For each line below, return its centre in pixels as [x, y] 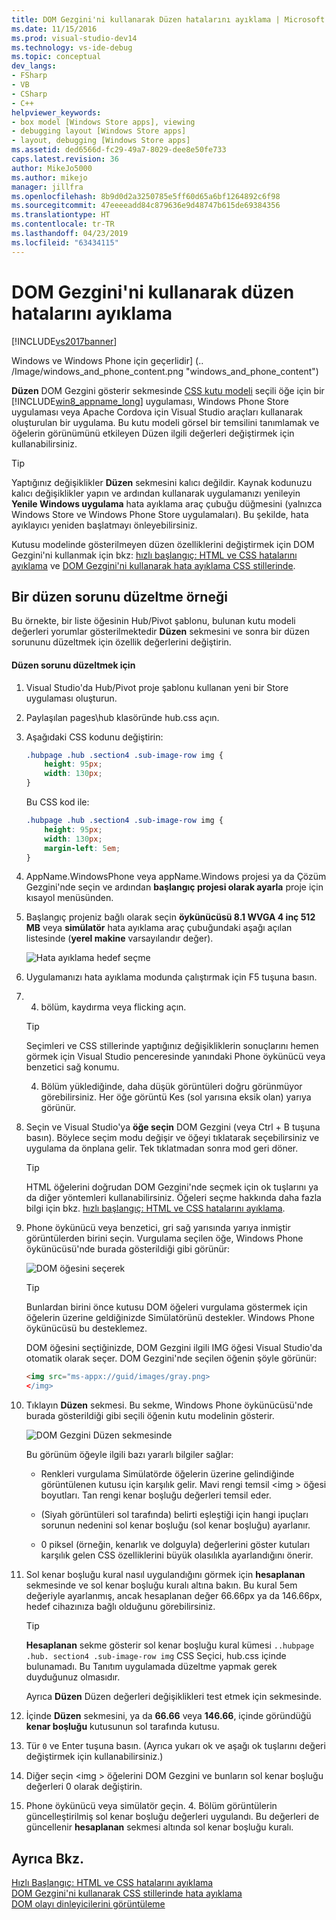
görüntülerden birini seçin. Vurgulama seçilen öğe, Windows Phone [164, 1238]
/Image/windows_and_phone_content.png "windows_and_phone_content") [165, 371]
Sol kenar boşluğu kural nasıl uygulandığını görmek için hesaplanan [165, 1575]
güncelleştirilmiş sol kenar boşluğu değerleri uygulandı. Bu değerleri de [172, 1817]
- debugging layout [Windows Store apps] [99, 131]
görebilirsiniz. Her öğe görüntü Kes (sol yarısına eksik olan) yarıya [176, 1097]
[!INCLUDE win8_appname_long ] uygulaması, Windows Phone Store [150, 401]
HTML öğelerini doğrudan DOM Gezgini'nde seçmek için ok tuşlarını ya [172, 1187]
